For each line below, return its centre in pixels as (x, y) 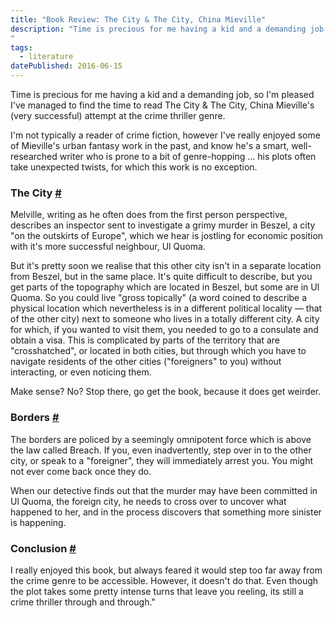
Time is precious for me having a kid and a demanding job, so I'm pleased (162, 94)
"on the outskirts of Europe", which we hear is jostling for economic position (167, 236)
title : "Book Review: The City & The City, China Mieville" (138, 19)
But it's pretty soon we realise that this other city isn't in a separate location (166, 266)
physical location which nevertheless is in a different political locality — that (166, 308)
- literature (46, 57)
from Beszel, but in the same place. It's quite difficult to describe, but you (161, 277)
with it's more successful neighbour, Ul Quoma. (108, 247)
